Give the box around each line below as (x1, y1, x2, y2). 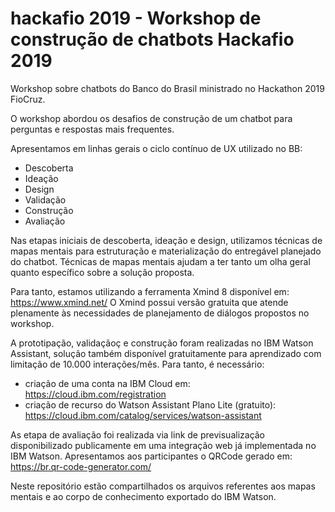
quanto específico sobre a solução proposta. (10, 266, 195, 278)
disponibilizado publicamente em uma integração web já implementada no (10, 439, 317, 451)
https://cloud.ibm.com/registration (24, 388, 167, 400)
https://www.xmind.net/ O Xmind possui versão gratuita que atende (10, 296, 289, 308)
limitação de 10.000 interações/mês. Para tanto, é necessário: (10, 358, 265, 370)
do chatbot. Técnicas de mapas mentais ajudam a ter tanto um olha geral (10, 255, 311, 267)
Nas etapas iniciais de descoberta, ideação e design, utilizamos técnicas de (10, 234, 323, 246)
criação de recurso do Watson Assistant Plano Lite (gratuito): (24, 398, 277, 411)
